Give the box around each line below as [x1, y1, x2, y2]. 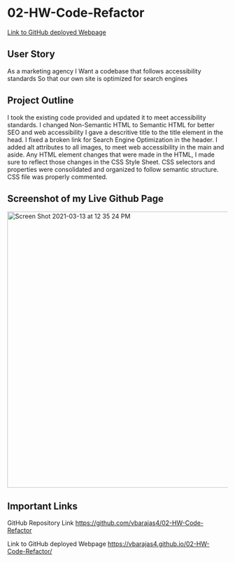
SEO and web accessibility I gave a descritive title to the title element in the [7, 128, 224, 136]
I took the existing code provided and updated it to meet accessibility [7, 113, 206, 122]
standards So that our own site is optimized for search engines [7, 74, 188, 82]
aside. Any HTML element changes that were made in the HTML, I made [7, 150, 215, 159]
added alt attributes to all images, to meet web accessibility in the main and [7, 143, 225, 151]
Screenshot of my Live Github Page [7, 192, 164, 204]
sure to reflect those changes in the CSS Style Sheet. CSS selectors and [7, 157, 215, 166]
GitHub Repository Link [7, 519, 74, 527]
